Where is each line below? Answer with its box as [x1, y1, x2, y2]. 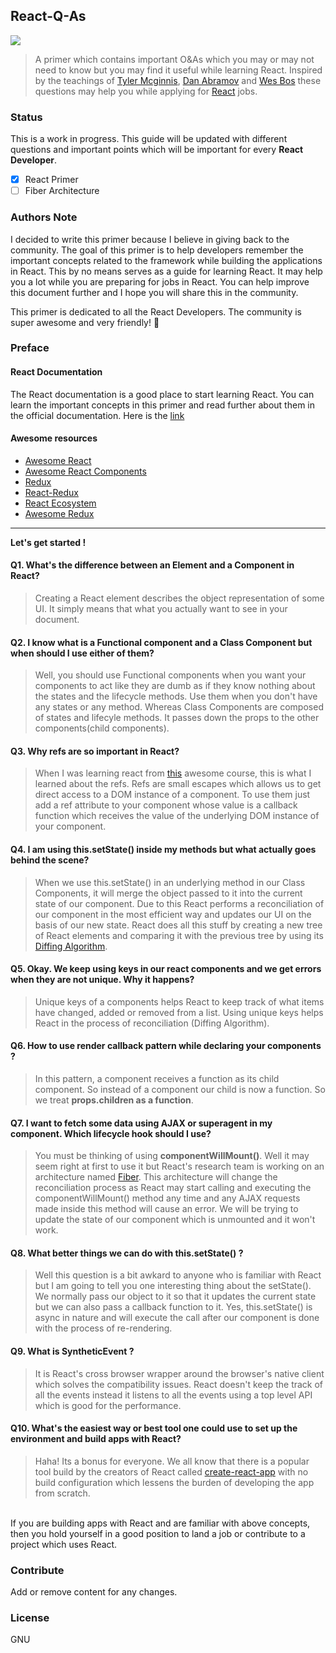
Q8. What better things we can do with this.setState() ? [10, 1247, 244, 1259]
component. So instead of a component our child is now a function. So [34, 1084, 326, 1096]
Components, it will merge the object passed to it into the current [34, 887, 303, 899]
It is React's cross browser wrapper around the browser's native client [34, 1367, 325, 1379]
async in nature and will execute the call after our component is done [34, 1312, 320, 1324]
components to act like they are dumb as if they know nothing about [34, 680, 316, 692]
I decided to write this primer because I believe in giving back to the [10, 233, 290, 245]
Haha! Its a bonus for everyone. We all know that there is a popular [34, 1455, 310, 1467]
